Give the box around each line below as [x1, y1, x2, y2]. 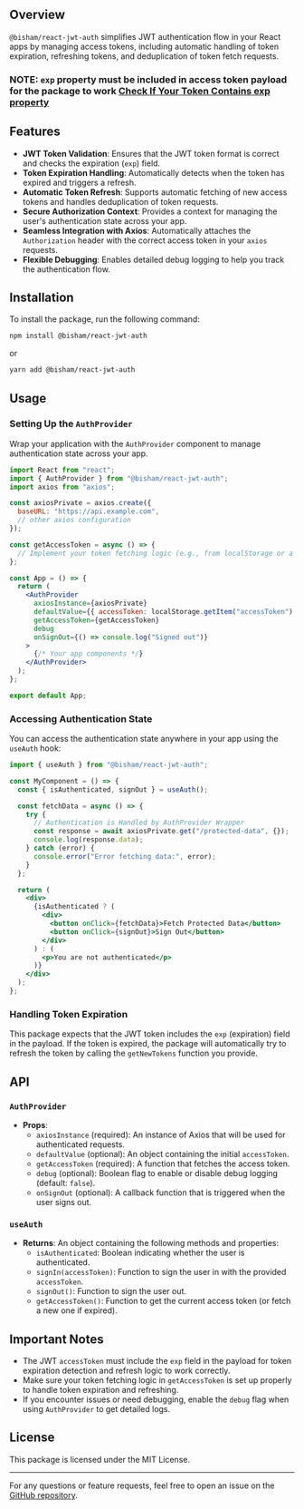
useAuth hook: [9, 743, 62, 754]
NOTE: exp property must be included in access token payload [9, 73, 288, 85]
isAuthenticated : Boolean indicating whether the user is [35, 1247, 245, 1259]
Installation [9, 289, 74, 305]
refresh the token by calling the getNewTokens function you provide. [9, 1047, 258, 1059]
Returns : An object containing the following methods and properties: [22, 1238, 279, 1249]
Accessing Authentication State [9, 712, 153, 725]
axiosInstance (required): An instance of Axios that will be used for [35, 1129, 286, 1140]
